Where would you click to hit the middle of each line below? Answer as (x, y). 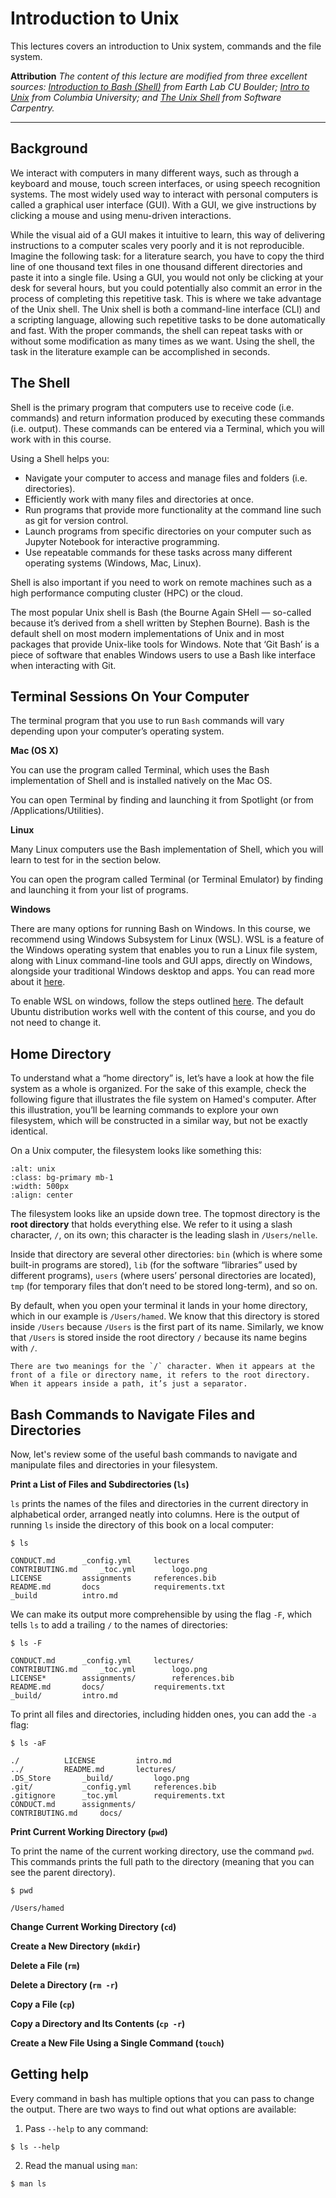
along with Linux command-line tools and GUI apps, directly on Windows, (161, 961)
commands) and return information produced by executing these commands (168, 418)
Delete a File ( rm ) (45, 1965)
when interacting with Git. (63, 665)
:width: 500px (40, 1187)
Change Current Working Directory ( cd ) (93, 1926)
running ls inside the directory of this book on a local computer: (142, 1525)
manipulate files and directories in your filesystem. (114, 1465)
